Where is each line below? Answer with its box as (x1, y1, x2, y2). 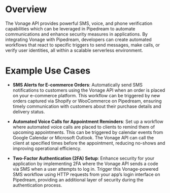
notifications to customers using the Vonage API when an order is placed (12, 87, 165, 93)
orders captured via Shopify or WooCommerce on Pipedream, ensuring (12, 98, 162, 104)
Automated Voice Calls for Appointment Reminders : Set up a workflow (12, 118, 164, 125)
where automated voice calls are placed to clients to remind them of (12, 124, 155, 130)
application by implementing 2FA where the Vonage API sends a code (12, 161, 158, 167)
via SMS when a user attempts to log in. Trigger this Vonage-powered (12, 166, 159, 172)
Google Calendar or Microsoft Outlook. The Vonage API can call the (12, 134, 154, 140)
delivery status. (12, 108, 45, 114)
